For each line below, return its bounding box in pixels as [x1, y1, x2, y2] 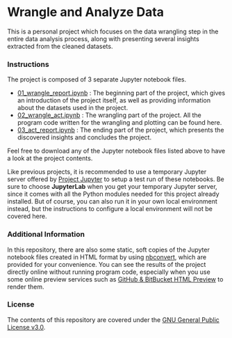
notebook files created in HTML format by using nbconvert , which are [7, 252, 207, 261]
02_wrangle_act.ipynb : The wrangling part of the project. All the [17, 111, 201, 119]
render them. [7, 282, 44, 291]
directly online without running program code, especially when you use [7, 268, 210, 276]
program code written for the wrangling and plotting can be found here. [17, 118, 222, 127]
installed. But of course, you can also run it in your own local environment [7, 197, 217, 206]
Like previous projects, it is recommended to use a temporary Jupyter [7, 168, 207, 176]
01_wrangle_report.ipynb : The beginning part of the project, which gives [17, 89, 226, 98]
